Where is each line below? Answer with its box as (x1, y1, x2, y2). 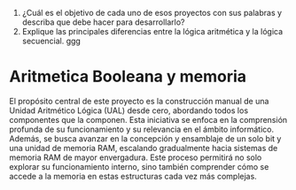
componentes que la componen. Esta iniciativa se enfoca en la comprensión (9, 114, 288, 125)
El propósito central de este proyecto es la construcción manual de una (9, 95, 269, 106)
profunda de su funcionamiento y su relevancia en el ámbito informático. (9, 124, 275, 134)
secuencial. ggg (21, 35, 82, 46)
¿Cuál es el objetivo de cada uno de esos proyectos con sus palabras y (21, 8, 282, 18)
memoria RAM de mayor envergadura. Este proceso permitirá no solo (9, 152, 262, 163)
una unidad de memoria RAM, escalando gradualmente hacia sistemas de (9, 142, 278, 153)
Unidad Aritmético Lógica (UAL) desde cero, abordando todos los (9, 105, 249, 116)
